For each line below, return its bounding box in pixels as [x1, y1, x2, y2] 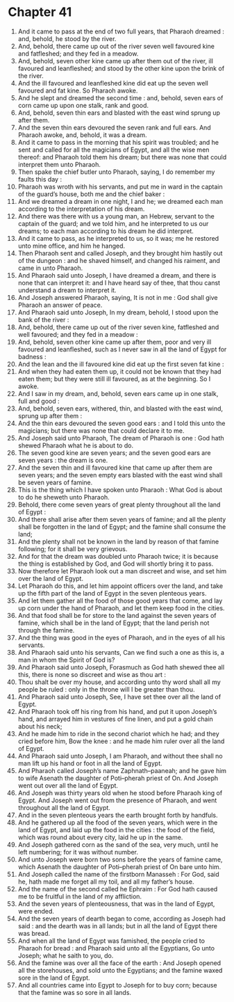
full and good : [17, 397, 60, 405]
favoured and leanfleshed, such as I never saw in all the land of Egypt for [17, 345, 227, 353]
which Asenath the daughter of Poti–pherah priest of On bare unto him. [17, 862, 222, 870]
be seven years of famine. [17, 478, 93, 486]
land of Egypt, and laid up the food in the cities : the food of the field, [17, 825, 215, 834]
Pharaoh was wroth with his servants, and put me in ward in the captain [17, 182, 223, 191]
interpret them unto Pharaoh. [17, 160, 101, 168]
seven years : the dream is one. [17, 456, 108, 464]
